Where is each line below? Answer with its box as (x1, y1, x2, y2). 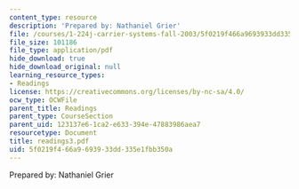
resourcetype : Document (9, 129, 98, 138)
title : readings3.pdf (9, 137, 90, 146)
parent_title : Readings (9, 104, 98, 113)
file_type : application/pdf (9, 46, 114, 55)
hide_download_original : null (9, 63, 122, 72)
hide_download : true (9, 54, 86, 63)
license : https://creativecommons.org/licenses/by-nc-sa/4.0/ (9, 87, 245, 96)
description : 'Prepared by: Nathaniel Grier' (9, 21, 181, 30)
